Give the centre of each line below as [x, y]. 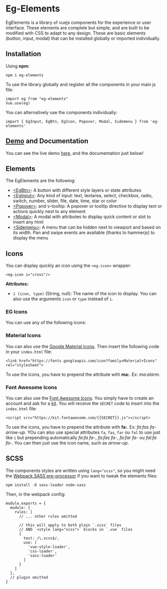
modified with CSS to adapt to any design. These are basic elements [76, 33]
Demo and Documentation [47, 141]
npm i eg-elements [25, 75]
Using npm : [18, 66]
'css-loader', [42, 551]
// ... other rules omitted [48, 516]
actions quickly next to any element [49, 212]
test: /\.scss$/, [41, 538]
